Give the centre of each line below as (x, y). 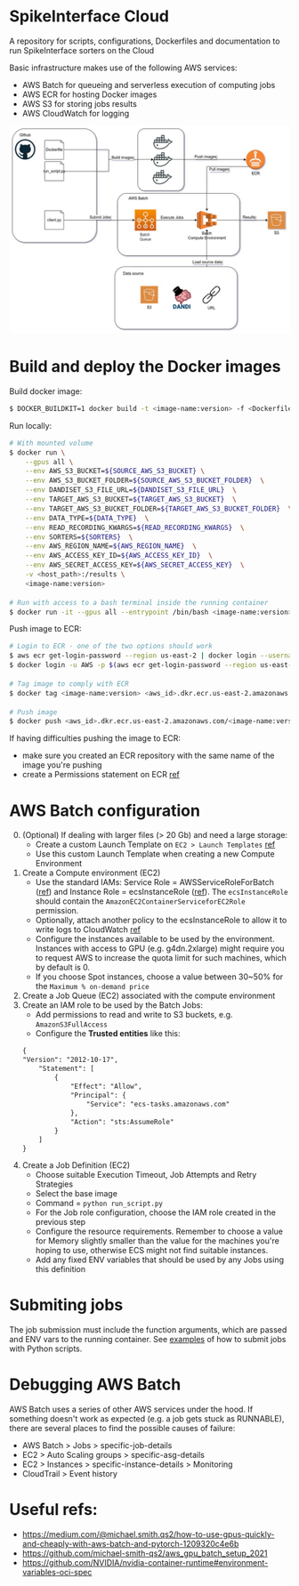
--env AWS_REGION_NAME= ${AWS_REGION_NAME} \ (111, 546)
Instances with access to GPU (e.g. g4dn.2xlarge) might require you (160, 948)
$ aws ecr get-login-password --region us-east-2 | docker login (133, 656)
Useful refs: (53, 1510)
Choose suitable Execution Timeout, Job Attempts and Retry (146, 1175)
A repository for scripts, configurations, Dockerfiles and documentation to (145, 41)
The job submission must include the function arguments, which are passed (148, 1330)
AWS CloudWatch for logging (76, 113)
